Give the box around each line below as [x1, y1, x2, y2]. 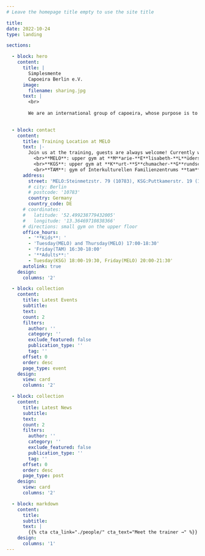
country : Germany [28, 195, 72, 202]
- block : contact [12, 126, 56, 133]
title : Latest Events [22, 297, 78, 303]
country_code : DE [28, 201, 72, 207]
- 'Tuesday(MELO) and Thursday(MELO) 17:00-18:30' [28, 241, 160, 247]
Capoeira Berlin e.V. [28, 76, 84, 82]
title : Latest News [22, 404, 72, 411]
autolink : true [22, 263, 62, 269]
